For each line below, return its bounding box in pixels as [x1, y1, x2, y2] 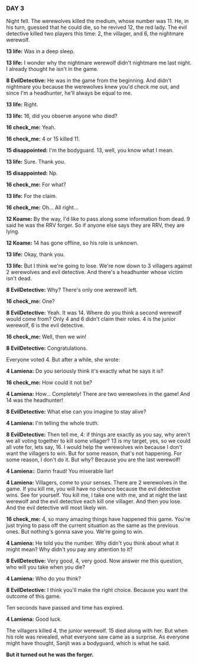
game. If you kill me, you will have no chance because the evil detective [6, 486, 181, 493]
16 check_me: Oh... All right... [6, 204, 79, 211]
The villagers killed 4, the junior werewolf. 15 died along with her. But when [6, 627, 188, 634]
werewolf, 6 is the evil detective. [6, 322, 85, 329]
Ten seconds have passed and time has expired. [6, 604, 124, 611]
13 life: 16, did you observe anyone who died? [6, 112, 118, 119]
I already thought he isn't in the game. [6, 66, 99, 73]
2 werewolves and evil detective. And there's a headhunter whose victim [6, 269, 183, 276]
